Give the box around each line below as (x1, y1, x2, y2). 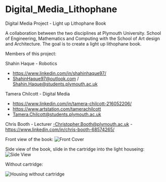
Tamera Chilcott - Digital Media (5, 90, 70, 97)
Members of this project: (5, 51, 57, 57)
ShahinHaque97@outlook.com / (12, 75, 79, 81)
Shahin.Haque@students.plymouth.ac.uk (12, 81, 98, 87)
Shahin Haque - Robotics (5, 60, 58, 66)
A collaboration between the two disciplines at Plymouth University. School (5, 30, 161, 36)
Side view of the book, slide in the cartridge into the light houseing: (5, 146, 145, 152)
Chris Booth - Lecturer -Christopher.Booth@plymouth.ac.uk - (5, 121, 133, 127)
